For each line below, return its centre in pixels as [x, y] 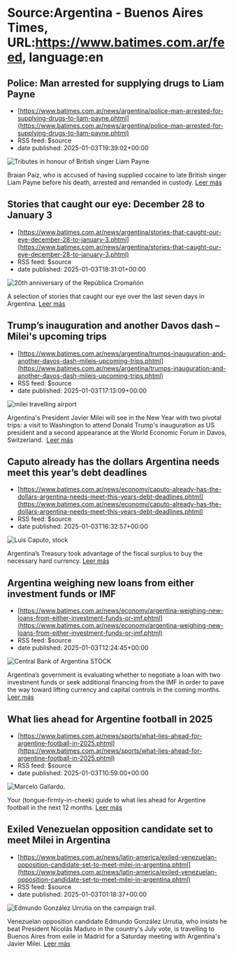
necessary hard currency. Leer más [58, 561]
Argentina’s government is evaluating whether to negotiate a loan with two [114, 675]
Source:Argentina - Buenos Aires [105, 13]
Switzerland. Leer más [40, 440]
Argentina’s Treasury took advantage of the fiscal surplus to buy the [105, 554]
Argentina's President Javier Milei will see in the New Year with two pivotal [115, 418]
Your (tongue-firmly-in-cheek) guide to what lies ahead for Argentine [107, 800]
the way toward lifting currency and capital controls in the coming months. [114, 690]
